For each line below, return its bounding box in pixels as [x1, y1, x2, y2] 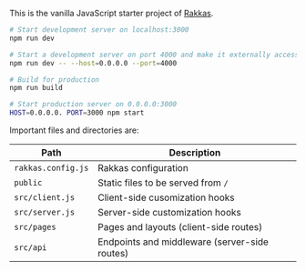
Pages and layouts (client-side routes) [97, 221, 262, 233]
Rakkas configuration [97, 162, 189, 174]
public [14, 177, 43, 187]
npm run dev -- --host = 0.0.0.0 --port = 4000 [9, 58, 178, 67]
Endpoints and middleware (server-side [97, 236, 269, 248]
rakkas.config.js [14, 163, 89, 173]
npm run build [9, 84, 64, 93]
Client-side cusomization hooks [97, 191, 235, 204]
